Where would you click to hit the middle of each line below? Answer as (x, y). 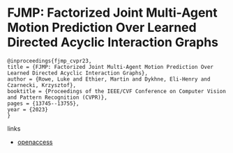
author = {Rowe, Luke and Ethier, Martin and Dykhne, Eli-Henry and (109, 79)
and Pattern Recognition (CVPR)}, (58, 97)
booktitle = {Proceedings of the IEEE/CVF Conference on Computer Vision (117, 91)
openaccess (35, 142)
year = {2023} (28, 109)
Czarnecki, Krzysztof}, (42, 85)
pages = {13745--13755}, (43, 103)
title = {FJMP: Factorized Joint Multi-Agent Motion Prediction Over (111, 67)
